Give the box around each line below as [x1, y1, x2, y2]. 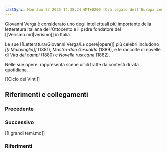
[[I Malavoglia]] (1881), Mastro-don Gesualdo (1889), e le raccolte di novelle [5, 46, 161, 52]
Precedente [5, 105, 34, 112]
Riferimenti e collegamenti [5, 90, 88, 99]
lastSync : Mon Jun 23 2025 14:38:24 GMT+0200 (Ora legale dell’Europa [5, 7, 155, 12]
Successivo [5, 119, 34, 126]
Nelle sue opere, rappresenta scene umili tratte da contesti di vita [5, 61, 139, 67]
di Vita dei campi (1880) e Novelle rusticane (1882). [5, 52, 110, 58]
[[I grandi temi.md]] [5, 130, 45, 136]
